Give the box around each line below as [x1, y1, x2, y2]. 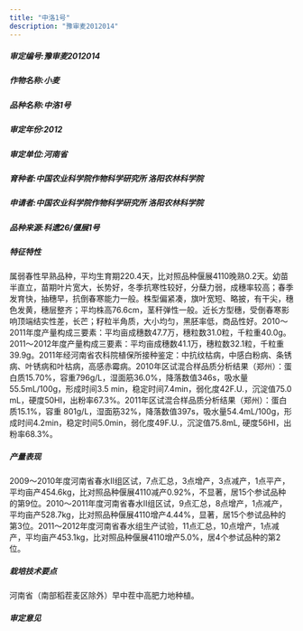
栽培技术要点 [9, 566, 57, 577]
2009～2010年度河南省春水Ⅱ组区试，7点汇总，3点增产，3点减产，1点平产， [9, 476, 290, 487]
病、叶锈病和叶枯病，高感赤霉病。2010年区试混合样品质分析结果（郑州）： [9, 361, 284, 372]
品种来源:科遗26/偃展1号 [9, 222, 101, 233]
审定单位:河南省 [9, 148, 68, 159]
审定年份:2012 [9, 124, 63, 135]
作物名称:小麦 [9, 75, 60, 86]
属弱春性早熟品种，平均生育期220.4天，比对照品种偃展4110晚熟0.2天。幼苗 [9, 271, 289, 282]
